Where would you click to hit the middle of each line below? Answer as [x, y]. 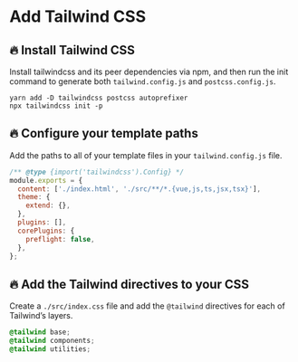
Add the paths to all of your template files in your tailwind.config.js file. [146, 155]
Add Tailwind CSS [78, 17]
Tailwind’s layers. [41, 316]
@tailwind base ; [40, 332]
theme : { [34, 197]
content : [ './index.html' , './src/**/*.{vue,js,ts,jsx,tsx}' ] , [139, 189]
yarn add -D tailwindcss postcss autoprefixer [99, 98]
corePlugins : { [46, 231]
